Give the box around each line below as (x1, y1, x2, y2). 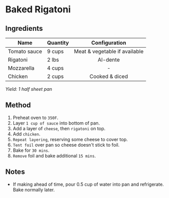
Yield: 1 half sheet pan (5, 86, 52, 92)
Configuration (91, 39, 126, 46)
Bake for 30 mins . (12, 147, 50, 153)
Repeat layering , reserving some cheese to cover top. (12, 136, 128, 142)
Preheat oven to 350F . (12, 114, 59, 121)
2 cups (47, 73, 64, 80)
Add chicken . (12, 131, 41, 137)
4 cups (47, 65, 64, 71)
